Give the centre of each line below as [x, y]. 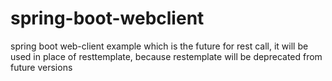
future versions [41, 67]
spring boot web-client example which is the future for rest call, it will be [159, 46]
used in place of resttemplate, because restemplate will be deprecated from [166, 56]
